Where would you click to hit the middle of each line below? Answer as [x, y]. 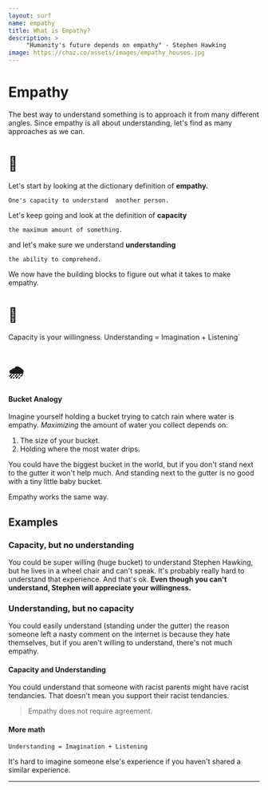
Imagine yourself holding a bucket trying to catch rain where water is [121, 417]
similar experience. [39, 770]
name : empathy [32, 23]
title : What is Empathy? [49, 30]
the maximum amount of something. [66, 230]
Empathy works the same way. [59, 497]
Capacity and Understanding [57, 669]
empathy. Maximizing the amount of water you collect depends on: [118, 425]
